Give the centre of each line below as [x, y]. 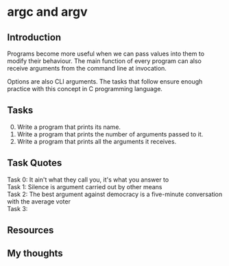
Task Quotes [35, 163]
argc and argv [47, 12]
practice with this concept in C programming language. [85, 89]
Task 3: [17, 208]
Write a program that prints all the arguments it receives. [97, 141]
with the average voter [39, 201]
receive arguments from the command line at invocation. [87, 68]
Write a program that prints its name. [69, 127]
